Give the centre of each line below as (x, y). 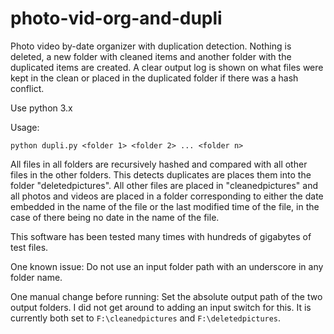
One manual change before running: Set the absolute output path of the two (166, 296)
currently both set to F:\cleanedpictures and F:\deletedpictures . (146, 318)
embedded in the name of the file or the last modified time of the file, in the (165, 206)
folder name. (36, 277)
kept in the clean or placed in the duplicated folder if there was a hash (154, 78)
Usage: (25, 127)
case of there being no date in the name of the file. (115, 217)
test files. (29, 247)
